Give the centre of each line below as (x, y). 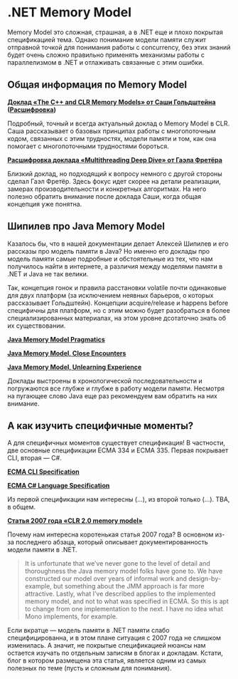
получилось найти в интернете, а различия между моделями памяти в (115, 266)
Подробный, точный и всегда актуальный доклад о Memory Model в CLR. (118, 123)
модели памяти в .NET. (43, 550)
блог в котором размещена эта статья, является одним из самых (107, 660)
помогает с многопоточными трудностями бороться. (88, 146)
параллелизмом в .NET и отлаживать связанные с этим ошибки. (106, 62)
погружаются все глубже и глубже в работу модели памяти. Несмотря (116, 388)
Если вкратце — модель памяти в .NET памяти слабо (88, 631)
